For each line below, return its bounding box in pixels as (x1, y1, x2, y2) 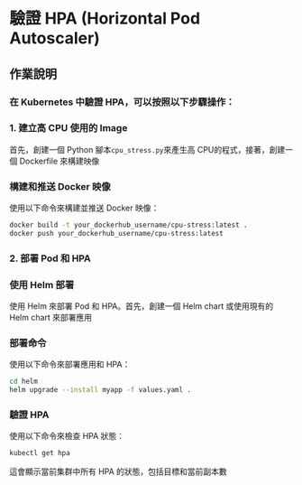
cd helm (9, 377, 39, 387)
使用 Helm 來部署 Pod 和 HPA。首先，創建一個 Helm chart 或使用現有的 (9, 301, 273, 312)
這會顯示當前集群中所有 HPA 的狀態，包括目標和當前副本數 (9, 466, 227, 477)
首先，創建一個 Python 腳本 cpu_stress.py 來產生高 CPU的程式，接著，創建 (9, 144, 286, 154)
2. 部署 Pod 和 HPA (9, 252, 92, 265)
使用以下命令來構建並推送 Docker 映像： (9, 202, 160, 213)
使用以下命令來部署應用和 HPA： (9, 359, 131, 370)
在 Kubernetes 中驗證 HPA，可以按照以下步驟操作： (9, 96, 235, 108)
